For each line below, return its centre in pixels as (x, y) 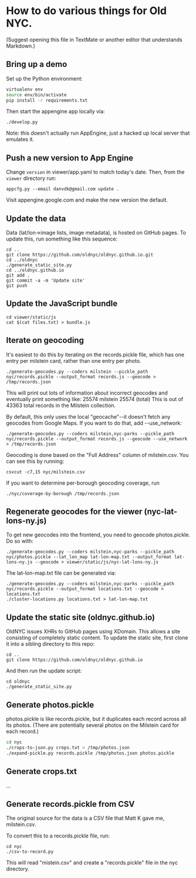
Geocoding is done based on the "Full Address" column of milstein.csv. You (97, 455)
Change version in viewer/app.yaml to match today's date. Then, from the (95, 172)
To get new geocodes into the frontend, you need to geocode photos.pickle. (98, 535)
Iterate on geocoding (45, 340)
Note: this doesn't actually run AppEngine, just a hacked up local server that (98, 133)
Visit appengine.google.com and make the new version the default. (87, 200)
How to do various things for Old (87, 11)
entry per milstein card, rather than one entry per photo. (74, 360)
